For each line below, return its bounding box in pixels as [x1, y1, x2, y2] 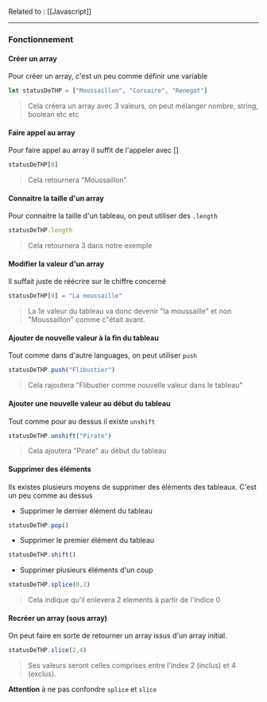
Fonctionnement [8, 33, 74, 45]
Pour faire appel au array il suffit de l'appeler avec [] [8, 145, 179, 155]
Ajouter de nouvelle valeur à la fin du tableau [8, 333, 159, 343]
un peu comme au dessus [8, 491, 93, 500]
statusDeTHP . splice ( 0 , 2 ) [8, 580, 91, 589]
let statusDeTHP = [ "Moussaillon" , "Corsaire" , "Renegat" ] [8, 87, 208, 95]
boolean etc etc [27, 110, 79, 118]
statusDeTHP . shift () [8, 551, 77, 559]
